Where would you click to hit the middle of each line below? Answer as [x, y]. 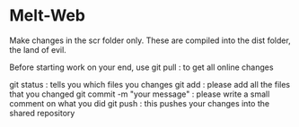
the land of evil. [38, 49]
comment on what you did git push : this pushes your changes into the [140, 103]
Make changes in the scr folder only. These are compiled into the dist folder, [150, 40]
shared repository [42, 113]
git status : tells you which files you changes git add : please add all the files [149, 84]
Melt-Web [47, 16]
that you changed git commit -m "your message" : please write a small [140, 94]
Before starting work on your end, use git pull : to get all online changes [141, 67]
